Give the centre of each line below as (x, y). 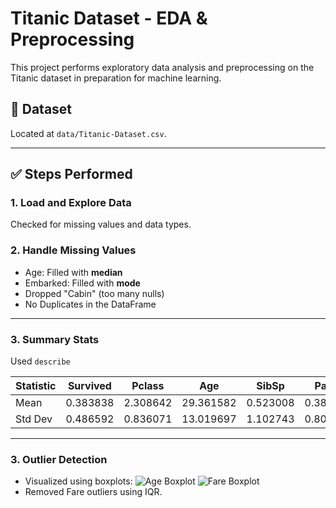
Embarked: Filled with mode (82, 283)
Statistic (36, 386)
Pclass (148, 386)
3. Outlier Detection (59, 459)
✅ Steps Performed (71, 174)
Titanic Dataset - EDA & (109, 18)
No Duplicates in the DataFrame (90, 304)
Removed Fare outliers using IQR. (93, 492)
